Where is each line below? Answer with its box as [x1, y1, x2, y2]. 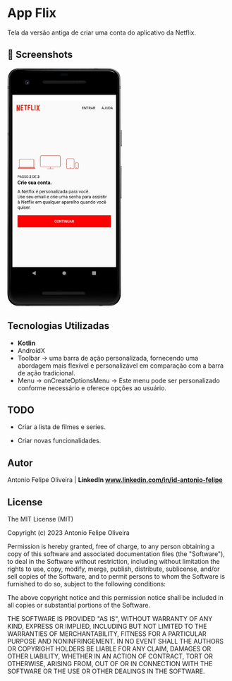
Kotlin [17, 339, 36, 347]
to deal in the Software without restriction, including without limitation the [7, 558, 220, 566]
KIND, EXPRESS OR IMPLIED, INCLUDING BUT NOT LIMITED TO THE [7, 622, 207, 631]
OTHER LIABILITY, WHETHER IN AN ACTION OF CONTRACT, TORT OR [7, 652, 213, 661]
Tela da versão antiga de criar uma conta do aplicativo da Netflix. [7, 28, 196, 37]
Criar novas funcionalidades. [17, 436, 102, 445]
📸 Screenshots [7, 49, 73, 61]
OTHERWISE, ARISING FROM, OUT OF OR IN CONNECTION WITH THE [7, 660, 213, 668]
